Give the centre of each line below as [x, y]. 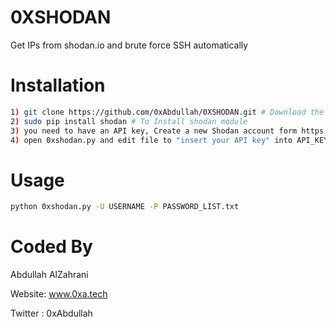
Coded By [51, 247]
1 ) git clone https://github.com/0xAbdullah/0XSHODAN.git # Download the [167, 112]
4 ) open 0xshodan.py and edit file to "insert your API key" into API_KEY [169, 140]
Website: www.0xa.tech [59, 294]
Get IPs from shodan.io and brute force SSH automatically [129, 45]
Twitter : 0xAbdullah [51, 313]
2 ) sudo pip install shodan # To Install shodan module [129, 121]
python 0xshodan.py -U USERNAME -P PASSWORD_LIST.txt [125, 207]
